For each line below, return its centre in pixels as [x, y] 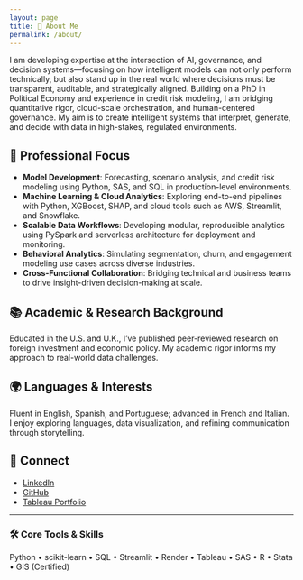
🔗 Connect [39, 461]
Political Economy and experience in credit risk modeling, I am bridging [141, 98]
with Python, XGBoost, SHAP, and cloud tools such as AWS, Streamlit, [152, 206]
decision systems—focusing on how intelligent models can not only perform [151, 69]
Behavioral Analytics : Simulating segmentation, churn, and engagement [157, 254]
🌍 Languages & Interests [81, 387]
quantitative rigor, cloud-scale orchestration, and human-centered [132, 108]
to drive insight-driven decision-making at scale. [112, 283]
